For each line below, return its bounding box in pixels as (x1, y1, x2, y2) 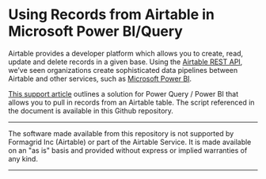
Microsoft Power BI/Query (8, 22, 184, 40)
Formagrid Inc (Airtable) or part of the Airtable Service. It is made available (8, 137, 252, 147)
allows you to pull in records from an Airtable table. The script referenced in (8, 97, 255, 107)
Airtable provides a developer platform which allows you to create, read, (8, 48, 244, 58)
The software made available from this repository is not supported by (8, 128, 234, 138)
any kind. (8, 154, 38, 163)
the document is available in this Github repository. (8, 105, 174, 116)
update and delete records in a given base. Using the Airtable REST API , (8, 57, 243, 67)
